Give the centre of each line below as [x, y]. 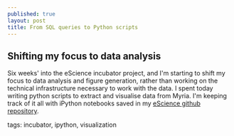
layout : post [27, 21]
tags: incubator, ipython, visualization [62, 125]
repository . [23, 111]
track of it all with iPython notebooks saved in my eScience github [104, 103]
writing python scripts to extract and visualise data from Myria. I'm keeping [117, 96]
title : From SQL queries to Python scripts [73, 27]
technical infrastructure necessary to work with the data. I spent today [110, 88]
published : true [31, 14]
